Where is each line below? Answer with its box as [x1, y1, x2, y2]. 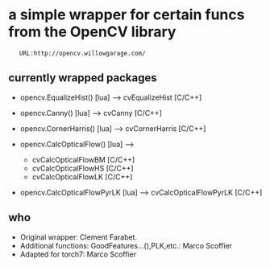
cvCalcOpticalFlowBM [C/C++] [31, 154, 135, 164]
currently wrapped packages [8, 71, 157, 85]
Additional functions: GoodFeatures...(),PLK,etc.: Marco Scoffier [19, 240, 232, 250]
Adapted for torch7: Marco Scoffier [19, 249, 137, 259]
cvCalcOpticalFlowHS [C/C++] [31, 163, 135, 173]
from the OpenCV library [8, 23, 177, 41]
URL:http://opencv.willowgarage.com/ [19, 49, 147, 57]
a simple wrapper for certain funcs [8, 6, 245, 24]
